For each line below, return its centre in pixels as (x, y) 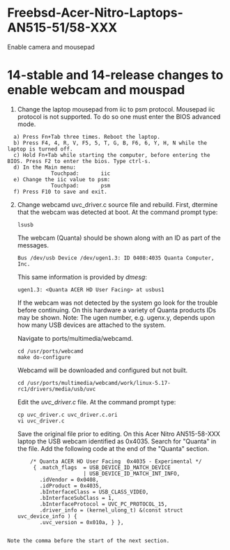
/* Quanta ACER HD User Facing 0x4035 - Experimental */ (116, 461)
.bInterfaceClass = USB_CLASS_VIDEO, (94, 492)
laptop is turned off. (40, 149)
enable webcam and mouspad (96, 90)
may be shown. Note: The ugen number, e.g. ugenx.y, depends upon (116, 317)
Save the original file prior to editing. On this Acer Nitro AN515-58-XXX (119, 434)
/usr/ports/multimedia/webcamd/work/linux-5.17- (99, 383)
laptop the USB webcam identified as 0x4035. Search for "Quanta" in (117, 441)
